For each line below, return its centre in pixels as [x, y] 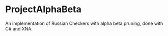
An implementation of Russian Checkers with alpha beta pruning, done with [84, 23]
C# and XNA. [19, 28]
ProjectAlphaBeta [43, 9]
